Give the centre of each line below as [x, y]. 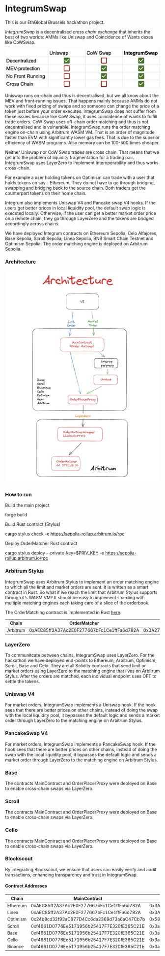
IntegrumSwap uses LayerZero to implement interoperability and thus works [82, 163]
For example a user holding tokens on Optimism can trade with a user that [80, 177]
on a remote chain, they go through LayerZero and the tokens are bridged [79, 218]
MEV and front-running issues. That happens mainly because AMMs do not [81, 101]
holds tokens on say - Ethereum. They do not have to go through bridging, [80, 182]
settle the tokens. [23, 682]
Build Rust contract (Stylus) [33, 524]
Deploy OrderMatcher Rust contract [41, 544]
